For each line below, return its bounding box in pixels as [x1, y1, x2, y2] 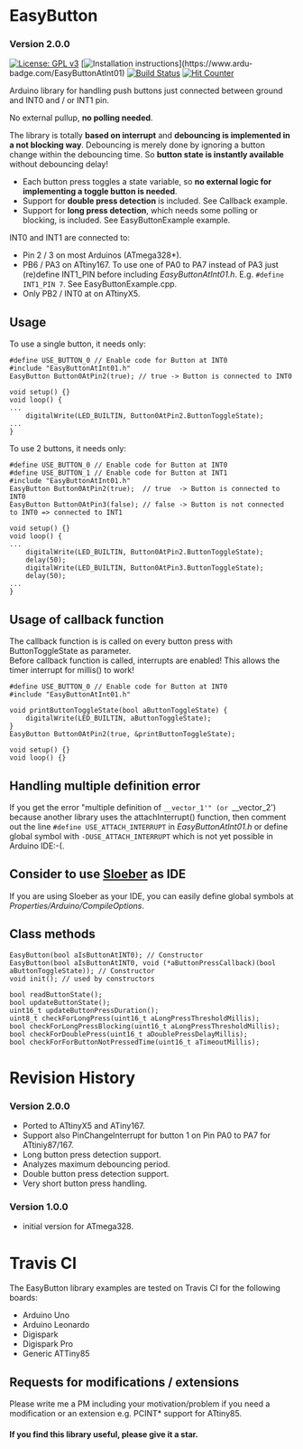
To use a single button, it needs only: [9, 338, 146, 349]
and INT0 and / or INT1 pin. [9, 95, 110, 106]
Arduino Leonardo [22, 1320, 90, 1331]
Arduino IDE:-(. [9, 840, 65, 851]
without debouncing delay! [9, 159, 109, 170]
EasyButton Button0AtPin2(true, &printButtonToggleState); [9, 730, 236, 739]
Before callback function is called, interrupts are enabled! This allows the [9, 655, 280, 666]
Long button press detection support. [22, 1150, 162, 1160]
